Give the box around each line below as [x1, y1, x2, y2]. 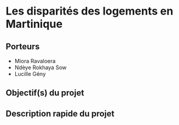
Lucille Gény [14, 70, 46, 77]
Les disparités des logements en [5, 4, 174, 18]
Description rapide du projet [5, 108, 115, 119]
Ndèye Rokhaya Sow [14, 64, 67, 71]
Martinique [5, 17, 63, 31]
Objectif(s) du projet [5, 88, 85, 98]
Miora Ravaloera [14, 58, 56, 64]
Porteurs [5, 41, 40, 52]
